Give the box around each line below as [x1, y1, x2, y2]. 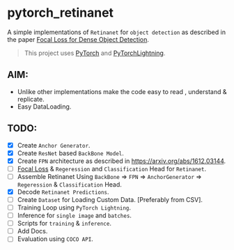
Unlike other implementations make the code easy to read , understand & [17, 87, 227, 95]
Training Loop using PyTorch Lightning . [17, 203, 131, 212]
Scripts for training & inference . [17, 219, 111, 228]
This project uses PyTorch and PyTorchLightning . [24, 49, 166, 57]
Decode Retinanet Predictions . [17, 187, 109, 196]
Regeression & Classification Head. [17, 180, 122, 189]
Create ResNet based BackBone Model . [17, 148, 124, 157]
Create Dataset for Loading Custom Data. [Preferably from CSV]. [17, 195, 203, 203]
